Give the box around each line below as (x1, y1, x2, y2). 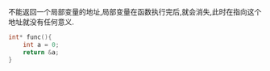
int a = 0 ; (23, 40, 60, 48)
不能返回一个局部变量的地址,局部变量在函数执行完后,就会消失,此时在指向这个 (8, 7, 262, 16)
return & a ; (23, 48, 60, 56)
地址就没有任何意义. (8, 17, 75, 27)
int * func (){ (8, 33, 52, 41)
